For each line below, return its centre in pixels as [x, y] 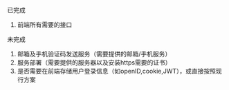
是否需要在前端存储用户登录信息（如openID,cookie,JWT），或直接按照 [117, 71]
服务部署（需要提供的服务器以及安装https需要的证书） [94, 63]
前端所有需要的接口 [45, 25]
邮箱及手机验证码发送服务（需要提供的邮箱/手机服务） [94, 54]
